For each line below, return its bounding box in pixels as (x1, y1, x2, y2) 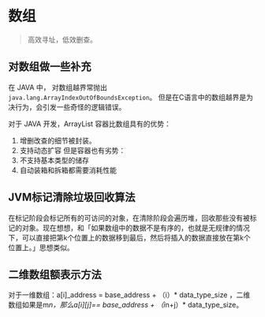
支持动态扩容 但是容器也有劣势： (19, 145, 126, 155)
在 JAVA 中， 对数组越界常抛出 (8, 82, 108, 91)
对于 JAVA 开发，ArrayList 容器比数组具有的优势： (8, 119, 171, 129)
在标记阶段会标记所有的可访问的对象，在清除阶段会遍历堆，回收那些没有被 (8, 213, 250, 222)
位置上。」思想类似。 (8, 242, 74, 252)
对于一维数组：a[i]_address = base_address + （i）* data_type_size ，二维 (8, 290, 251, 300)
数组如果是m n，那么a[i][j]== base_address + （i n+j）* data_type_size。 (8, 300, 243, 310)
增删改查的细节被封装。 (19, 136, 96, 145)
